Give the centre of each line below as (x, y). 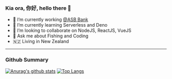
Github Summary (27, 60)
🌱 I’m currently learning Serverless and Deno (60, 25)
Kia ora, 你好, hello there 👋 (38, 8)
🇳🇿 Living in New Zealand (41, 42)
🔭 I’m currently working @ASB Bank (50, 19)
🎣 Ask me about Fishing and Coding (50, 36)
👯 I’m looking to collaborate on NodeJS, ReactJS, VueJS (72, 31)
